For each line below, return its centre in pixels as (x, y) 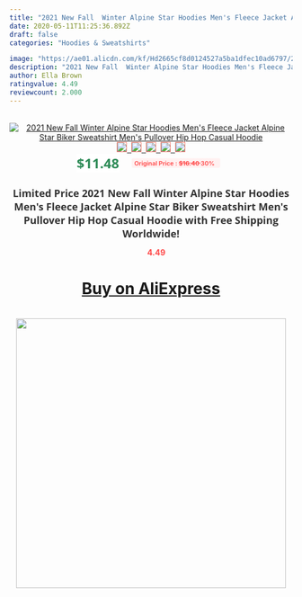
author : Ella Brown (46, 76)
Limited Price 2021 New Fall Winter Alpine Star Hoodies (151, 193)
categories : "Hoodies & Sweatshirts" (80, 43)
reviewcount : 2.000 (46, 92)
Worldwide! (151, 233)
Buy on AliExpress (151, 289)
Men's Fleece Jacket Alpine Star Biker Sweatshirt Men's (151, 206)
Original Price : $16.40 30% (175, 163)
